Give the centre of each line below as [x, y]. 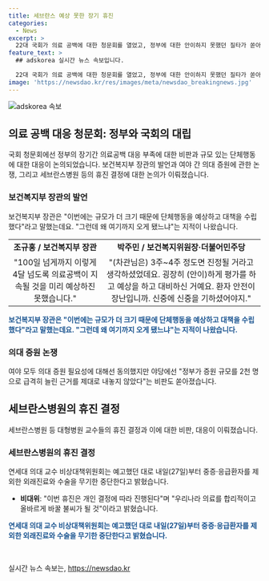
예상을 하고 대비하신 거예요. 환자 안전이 [186, 286]
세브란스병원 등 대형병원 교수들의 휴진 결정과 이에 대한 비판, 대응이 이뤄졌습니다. [133, 430]
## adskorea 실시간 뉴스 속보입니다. [70, 61]
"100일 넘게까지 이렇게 [55, 262]
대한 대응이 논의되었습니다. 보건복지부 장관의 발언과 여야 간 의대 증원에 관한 [134, 164]
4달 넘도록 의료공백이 [50, 274]
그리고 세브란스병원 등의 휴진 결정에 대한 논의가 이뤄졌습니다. [114, 175]
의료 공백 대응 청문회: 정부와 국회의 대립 [100, 134]
